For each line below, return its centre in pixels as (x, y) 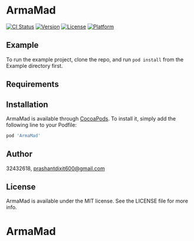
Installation (27, 104)
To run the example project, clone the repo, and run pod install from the (95, 59)
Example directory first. (34, 66)
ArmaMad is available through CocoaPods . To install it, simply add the (91, 118)
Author (19, 154)
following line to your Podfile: (42, 125)
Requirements (32, 84)
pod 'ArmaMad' (24, 136)
